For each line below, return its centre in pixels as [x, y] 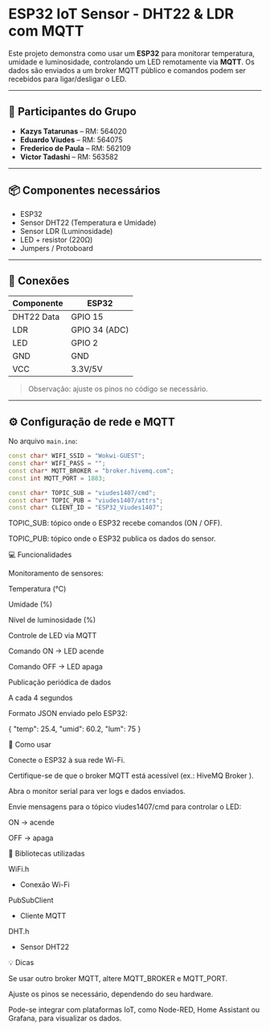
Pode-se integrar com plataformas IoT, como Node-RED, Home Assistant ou [134, 1010]
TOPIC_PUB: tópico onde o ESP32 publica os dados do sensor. [112, 538]
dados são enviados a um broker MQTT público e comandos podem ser [127, 70]
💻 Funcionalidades [40, 554]
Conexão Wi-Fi [45, 885]
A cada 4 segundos [41, 698]
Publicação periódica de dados [60, 682]
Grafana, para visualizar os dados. [65, 1018]
